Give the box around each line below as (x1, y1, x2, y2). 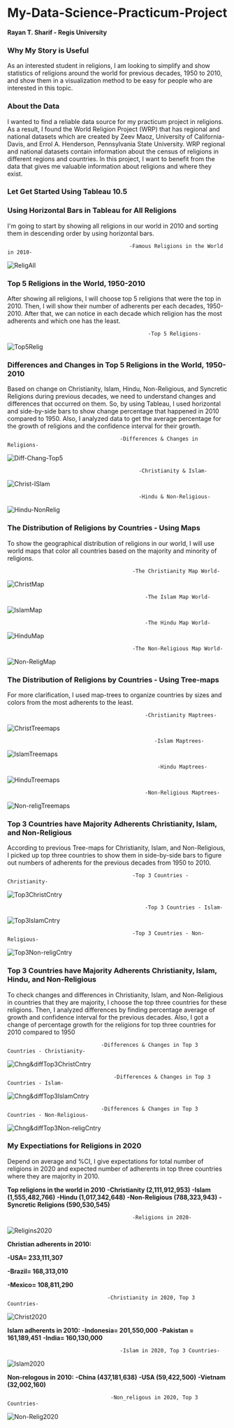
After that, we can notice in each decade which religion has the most (24, 310, 222, 318)
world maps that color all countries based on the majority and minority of (7, 547, 217, 555)
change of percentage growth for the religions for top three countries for (7, 1020, 217, 1029)
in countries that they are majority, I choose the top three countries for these (7, 998, 227, 1006)
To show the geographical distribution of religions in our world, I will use (7, 539, 215, 547)
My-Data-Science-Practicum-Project (7, 5, 228, 21)
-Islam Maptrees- (154, 737, 205, 744)
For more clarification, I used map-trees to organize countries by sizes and (7, 690, 222, 699)
